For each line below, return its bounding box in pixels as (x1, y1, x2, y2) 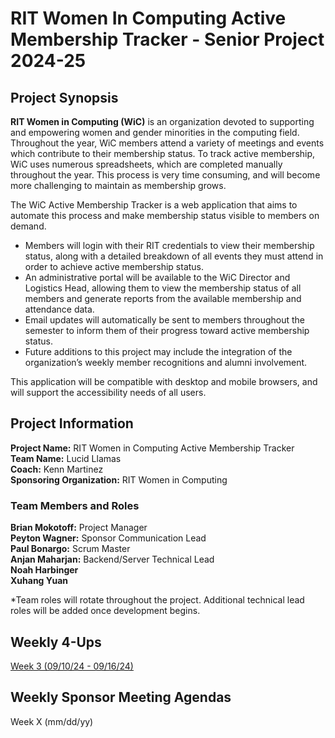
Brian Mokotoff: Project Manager (10, 522, 148, 534)
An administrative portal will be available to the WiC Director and (24, 272, 291, 283)
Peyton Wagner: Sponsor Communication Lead (10, 532, 207, 544)
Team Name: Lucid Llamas (10, 452, 122, 464)
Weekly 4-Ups (10, 633, 102, 651)
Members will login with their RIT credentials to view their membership (24, 240, 315, 251)
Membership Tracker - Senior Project (10, 28, 325, 51)
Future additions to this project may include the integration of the (24, 346, 293, 357)
